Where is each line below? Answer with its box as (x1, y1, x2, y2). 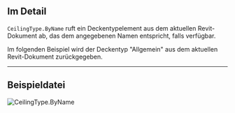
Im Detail (7, 6, 47, 17)
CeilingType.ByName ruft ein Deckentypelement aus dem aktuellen (7, 24, 197, 32)
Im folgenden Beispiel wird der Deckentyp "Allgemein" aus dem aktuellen (7, 45, 218, 53)
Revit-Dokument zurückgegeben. (7, 52, 103, 61)
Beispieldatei (7, 80, 66, 91)
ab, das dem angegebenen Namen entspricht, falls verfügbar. (38, 31, 216, 40)
